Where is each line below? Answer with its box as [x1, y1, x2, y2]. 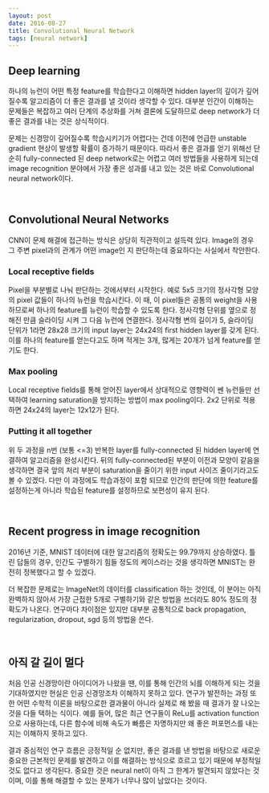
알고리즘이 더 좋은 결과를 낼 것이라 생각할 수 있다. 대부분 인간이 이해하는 [29, 96, 255, 106]
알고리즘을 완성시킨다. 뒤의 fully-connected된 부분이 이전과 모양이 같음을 [29, 455, 260, 464]
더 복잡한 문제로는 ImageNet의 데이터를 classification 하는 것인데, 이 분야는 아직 [8, 584, 262, 594]
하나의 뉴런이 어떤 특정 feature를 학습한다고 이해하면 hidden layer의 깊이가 [8, 86, 244, 96]
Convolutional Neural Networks [8, 213, 169, 227]
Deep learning [8, 63, 80, 77]
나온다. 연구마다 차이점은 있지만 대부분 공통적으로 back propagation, [29, 604, 247, 614]
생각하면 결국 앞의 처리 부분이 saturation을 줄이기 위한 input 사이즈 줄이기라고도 [8, 465, 259, 475]
